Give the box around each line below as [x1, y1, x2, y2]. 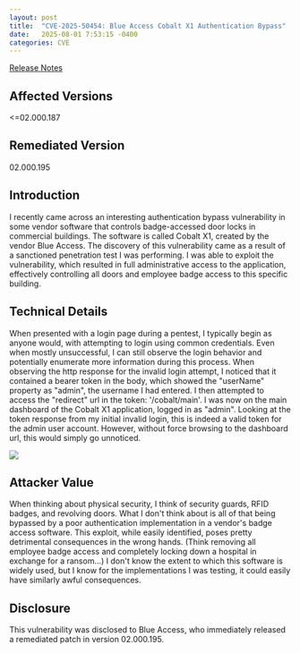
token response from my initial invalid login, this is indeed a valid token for [9, 413, 282, 424]
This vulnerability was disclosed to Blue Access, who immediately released [9, 624, 287, 635]
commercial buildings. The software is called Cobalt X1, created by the [9, 230, 270, 242]
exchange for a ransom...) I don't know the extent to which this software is [9, 555, 284, 566]
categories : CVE [9, 38, 70, 47]
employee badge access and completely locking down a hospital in [9, 547, 257, 557]
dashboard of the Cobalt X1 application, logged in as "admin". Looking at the [9, 403, 291, 414]
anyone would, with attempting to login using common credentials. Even [9, 337, 275, 348]
